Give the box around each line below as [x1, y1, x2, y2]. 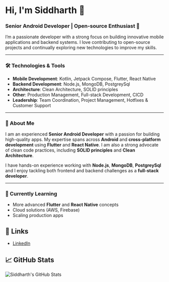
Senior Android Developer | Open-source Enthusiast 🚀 [5, 23, 140, 30]
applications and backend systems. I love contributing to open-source [5, 39, 150, 45]
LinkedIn [12, 240, 31, 246]
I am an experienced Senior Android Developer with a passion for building [5, 131, 160, 137]
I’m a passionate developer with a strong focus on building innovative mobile [5, 34, 164, 40]
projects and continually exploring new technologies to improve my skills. [5, 45, 157, 51]
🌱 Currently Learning [5, 190, 57, 197]
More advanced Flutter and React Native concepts [12, 201, 119, 208]
